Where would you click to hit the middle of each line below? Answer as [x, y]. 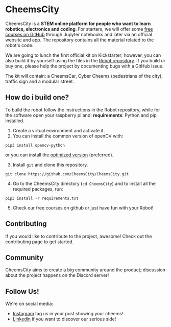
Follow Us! [22, 291]
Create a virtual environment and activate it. [59, 130]
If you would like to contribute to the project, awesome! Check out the [79, 236]
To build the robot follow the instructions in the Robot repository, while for [83, 110]
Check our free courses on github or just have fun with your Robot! [83, 207]
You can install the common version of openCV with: [68, 136]
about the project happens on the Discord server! [57, 275]
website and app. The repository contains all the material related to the [80, 40]
